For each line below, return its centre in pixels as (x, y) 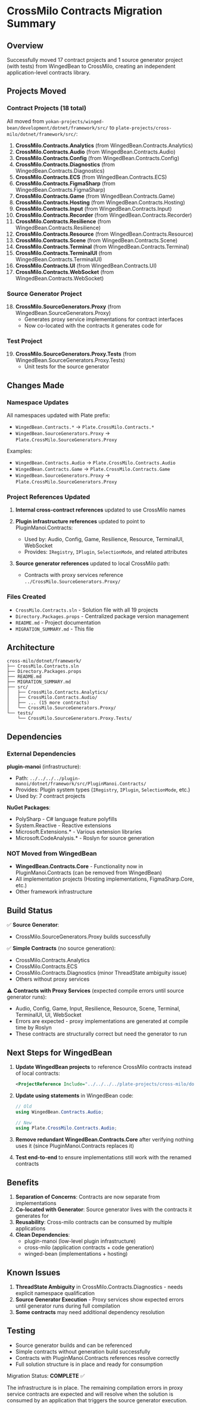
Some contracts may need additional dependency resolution (90, 1312)
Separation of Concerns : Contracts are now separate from (87, 1197)
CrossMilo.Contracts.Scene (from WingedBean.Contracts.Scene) (96, 240)
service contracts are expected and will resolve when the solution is (90, 1394)
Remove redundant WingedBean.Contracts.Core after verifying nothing (104, 1140)
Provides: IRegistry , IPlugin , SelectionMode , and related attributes (106, 552)
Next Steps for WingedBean (60, 1052)
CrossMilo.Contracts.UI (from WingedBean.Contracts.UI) (86, 266)
